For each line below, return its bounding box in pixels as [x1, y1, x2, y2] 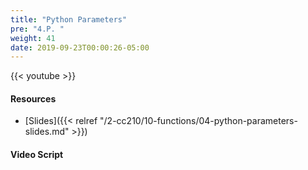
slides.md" [24, 126, 70, 138]
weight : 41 [10, 33, 56, 43]
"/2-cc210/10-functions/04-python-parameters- [99, 115, 298, 127]
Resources [10, 92, 57, 105]
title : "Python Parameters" [10, 14, 128, 25]
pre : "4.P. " [10, 24, 65, 34]
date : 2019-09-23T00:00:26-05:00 [10, 42, 150, 53]
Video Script [10, 149, 64, 161]
